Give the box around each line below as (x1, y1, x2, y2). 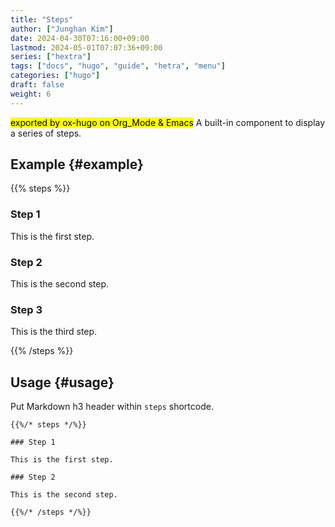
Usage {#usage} (10, 374, 115, 391)
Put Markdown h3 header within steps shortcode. (10, 401, 214, 413)
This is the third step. (10, 326, 98, 338)
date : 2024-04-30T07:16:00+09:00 (10, 33, 150, 43)
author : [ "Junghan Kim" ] (10, 24, 114, 34)
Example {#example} (10, 156, 144, 173)
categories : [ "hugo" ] (10, 71, 101, 81)
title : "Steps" (10, 14, 74, 25)
